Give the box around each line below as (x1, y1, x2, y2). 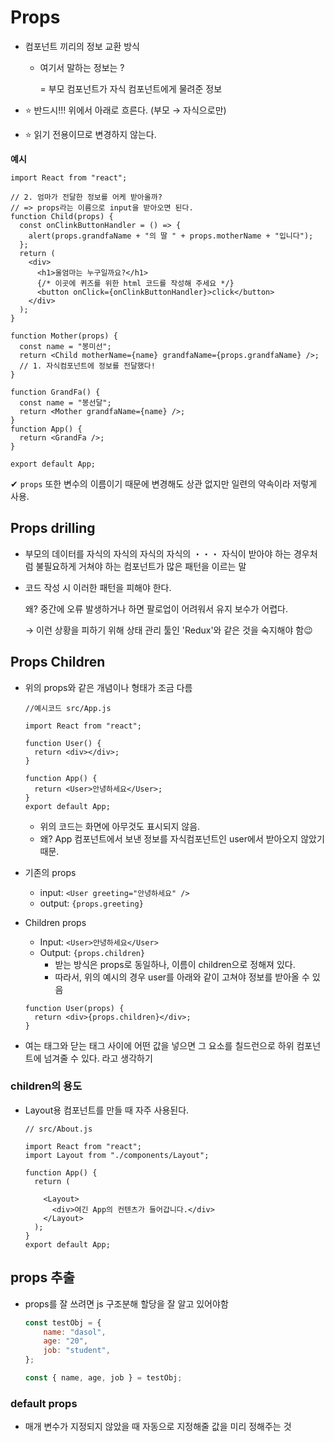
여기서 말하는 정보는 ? (39, 61, 125, 73)
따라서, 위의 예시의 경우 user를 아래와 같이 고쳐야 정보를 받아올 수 (54, 971, 310, 983)
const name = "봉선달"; (19, 397, 112, 408)
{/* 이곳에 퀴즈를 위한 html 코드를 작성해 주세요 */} (36, 278, 235, 288)
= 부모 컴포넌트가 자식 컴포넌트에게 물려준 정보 (39, 82, 223, 95)
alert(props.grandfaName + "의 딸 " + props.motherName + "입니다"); (28, 231, 314, 241)
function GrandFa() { (10, 387, 101, 397)
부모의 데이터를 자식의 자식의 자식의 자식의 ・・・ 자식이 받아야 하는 (24, 547, 292, 560)
